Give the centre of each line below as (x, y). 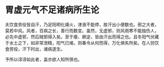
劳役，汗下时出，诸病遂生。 (37, 49)
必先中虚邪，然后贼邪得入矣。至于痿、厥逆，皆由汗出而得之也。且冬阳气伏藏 (82, 37)
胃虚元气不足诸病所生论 (52, 10)
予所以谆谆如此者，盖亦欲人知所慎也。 (43, 59)
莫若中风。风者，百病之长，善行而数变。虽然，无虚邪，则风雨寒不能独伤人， (82, 30)
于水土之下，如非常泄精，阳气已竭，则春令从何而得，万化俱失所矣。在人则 (80, 43)
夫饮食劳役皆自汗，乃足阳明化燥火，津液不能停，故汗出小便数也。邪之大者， (82, 24)
